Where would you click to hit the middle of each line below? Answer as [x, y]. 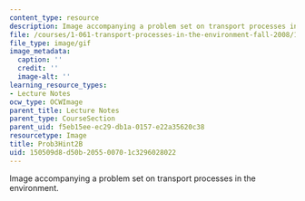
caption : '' [40, 60]
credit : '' [38, 69]
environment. [34, 187]
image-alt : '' [44, 77]
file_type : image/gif [50, 43]
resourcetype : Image [49, 136]
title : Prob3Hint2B [46, 144]
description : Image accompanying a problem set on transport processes [148, 26]
